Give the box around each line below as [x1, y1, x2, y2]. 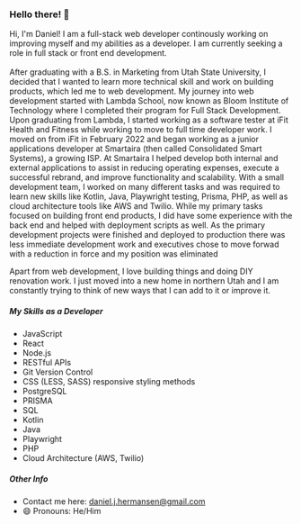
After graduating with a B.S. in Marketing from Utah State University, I [9, 67, 267, 77]
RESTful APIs [22, 357, 72, 368]
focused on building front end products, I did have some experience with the [9, 211, 293, 221]
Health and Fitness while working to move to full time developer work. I [9, 124, 272, 135]
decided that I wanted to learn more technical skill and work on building [9, 77, 274, 87]
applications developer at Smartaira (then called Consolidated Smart [9, 143, 262, 154]
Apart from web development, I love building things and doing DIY [9, 266, 253, 277]
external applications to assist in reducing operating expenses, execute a [9, 162, 280, 174]
